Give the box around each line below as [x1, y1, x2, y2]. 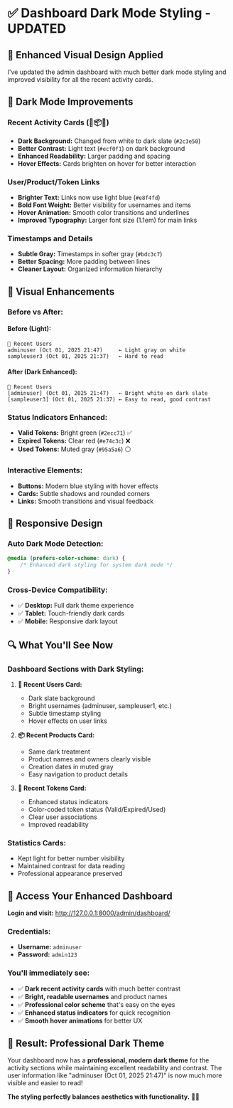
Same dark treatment [28, 747, 90, 756]
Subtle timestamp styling [28, 709, 102, 717]
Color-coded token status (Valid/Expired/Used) [28, 805, 166, 813]
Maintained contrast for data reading [17, 862, 126, 870]
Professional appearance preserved [17, 870, 123, 878]
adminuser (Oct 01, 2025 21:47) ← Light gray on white [7, 347, 186, 354]
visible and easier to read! [7, 1079, 83, 1087]
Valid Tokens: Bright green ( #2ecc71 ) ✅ [17, 428, 133, 437]
